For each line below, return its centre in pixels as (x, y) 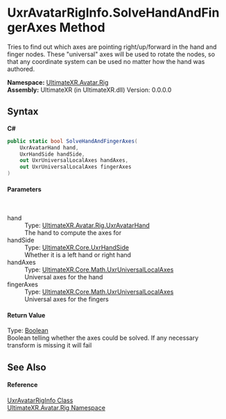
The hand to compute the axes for (73, 233)
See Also (27, 367)
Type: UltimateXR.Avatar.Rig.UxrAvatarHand (87, 225)
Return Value (26, 315)
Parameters (24, 189)
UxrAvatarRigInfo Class (40, 400)
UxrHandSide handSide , (52, 154)
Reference (23, 385)
